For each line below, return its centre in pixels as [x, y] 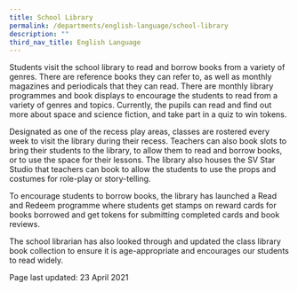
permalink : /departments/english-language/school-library [119, 26]
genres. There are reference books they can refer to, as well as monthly [141, 77]
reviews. [24, 224]
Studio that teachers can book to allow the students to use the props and [143, 169]
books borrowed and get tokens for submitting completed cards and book [145, 215]
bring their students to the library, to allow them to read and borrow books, [146, 151]
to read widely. [36, 260]
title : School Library [51, 17]
